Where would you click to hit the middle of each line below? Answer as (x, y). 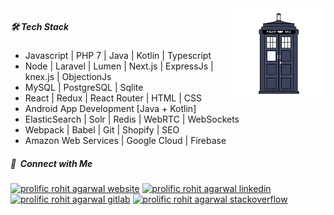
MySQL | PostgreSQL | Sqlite (84, 87)
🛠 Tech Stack (40, 26)
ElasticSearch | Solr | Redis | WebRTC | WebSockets (132, 119)
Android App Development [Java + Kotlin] (110, 108)
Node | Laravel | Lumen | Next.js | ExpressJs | (119, 66)
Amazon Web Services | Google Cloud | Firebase (125, 140)
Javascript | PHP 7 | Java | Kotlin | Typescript (118, 55)
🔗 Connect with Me (51, 163)
